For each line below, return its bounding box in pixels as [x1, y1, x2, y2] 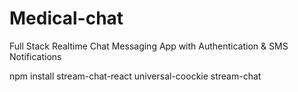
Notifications [9, 50, 62, 62]
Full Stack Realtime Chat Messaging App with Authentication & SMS [9, 40, 289, 52]
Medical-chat [9, 7, 124, 30]
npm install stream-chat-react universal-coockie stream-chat [9, 70, 262, 82]
